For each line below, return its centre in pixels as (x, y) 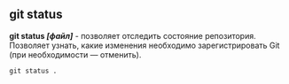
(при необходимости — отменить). (75, 54)
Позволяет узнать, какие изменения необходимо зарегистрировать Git (144, 45)
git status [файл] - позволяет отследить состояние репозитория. (133, 35)
